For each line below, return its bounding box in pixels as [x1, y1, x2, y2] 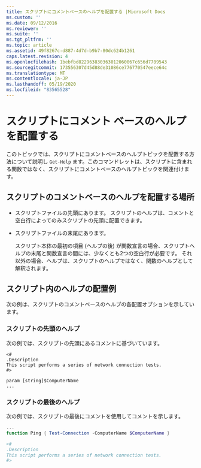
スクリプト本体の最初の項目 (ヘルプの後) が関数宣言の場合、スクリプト [14, 242, 190, 249]
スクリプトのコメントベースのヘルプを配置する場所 [6, 192, 194, 203]
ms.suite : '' [6, 31, 39, 37]
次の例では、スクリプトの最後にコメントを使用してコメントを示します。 [6, 413, 184, 420]
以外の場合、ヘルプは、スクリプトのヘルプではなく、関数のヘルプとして [14, 257, 193, 264]
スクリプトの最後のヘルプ [6, 398, 80, 406]
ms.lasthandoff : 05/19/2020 [6, 81, 77, 87]
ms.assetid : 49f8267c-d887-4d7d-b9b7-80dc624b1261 [6, 48, 135, 54]
